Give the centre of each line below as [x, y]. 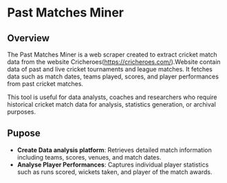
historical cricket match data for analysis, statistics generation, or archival [112, 104]
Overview [29, 38]
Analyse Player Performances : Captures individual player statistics [113, 164]
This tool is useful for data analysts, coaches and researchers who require [112, 97]
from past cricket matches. [45, 84]
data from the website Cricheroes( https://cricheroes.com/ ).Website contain [114, 62]
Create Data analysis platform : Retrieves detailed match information [114, 150]
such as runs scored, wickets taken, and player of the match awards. [115, 172]
